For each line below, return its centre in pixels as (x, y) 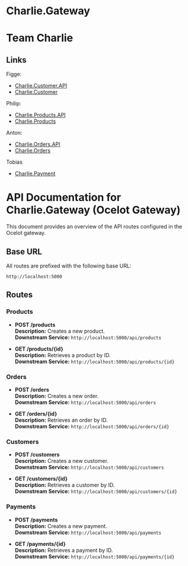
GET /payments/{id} (40, 543)
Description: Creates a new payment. (61, 526)
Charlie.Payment (35, 174)
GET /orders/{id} (36, 414)
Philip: (14, 104)
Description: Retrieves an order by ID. (61, 420)
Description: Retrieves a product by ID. (63, 355)
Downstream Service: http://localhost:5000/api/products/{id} (95, 361)
